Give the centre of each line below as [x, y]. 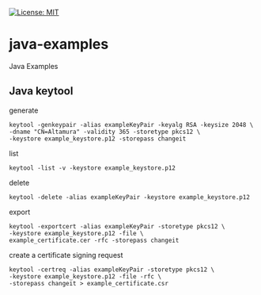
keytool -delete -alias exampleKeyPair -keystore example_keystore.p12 [129, 197]
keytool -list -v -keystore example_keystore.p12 [93, 168]
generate [24, 110]
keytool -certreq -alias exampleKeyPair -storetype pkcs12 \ [112, 270]
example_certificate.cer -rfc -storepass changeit [94, 240]
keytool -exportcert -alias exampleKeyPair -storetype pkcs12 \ [117, 226]
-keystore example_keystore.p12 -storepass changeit [98, 139]
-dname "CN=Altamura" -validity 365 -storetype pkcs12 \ [105, 132]
